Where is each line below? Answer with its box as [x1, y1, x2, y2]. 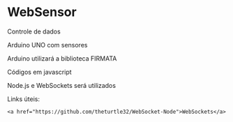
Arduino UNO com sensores [7, 40, 88, 49]
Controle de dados [7, 27, 61, 36]
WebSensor [7, 4, 77, 20]
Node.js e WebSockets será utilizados [7, 81, 116, 89]
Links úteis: [7, 95, 40, 103]
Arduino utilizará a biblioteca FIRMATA [7, 54, 117, 63]
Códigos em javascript [7, 68, 72, 76]
